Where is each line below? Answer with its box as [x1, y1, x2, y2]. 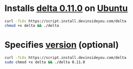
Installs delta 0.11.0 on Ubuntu [4, 3, 128, 14]
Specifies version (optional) [4, 39, 119, 50]
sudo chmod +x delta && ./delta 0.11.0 [4, 59, 85, 65]
